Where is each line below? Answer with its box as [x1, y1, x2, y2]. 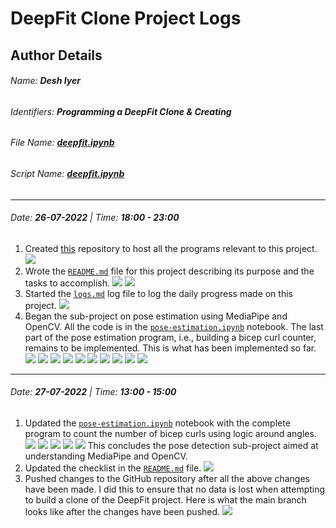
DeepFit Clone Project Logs [10, 7, 242, 30]
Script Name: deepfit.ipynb [10, 168, 125, 179]
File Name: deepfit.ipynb [10, 137, 115, 149]
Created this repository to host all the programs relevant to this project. [24, 242, 318, 254]
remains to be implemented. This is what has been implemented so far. [24, 342, 317, 354]
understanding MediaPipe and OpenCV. [24, 450, 188, 462]
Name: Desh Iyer [10, 75, 81, 87]
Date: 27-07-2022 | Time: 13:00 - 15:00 [10, 386, 177, 398]
